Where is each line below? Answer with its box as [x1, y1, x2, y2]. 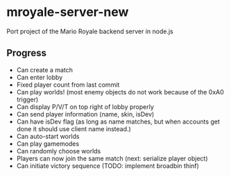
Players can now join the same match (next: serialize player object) [16, 154, 208, 162]
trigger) [16, 95, 39, 103]
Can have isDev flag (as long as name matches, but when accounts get [16, 117, 220, 126]
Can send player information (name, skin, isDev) [16, 110, 155, 118]
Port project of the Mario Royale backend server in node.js [6, 27, 174, 35]
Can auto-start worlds [16, 132, 80, 140]
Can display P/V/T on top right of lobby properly [16, 102, 154, 111]
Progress [6, 47, 46, 59]
